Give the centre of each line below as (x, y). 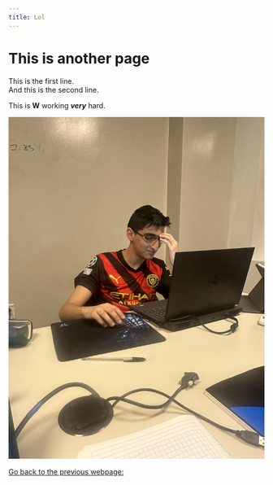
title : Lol (27, 17)
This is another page (79, 58)
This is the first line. (41, 81)
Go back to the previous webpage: (66, 471)
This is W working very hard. (57, 105)
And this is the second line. (54, 90)
